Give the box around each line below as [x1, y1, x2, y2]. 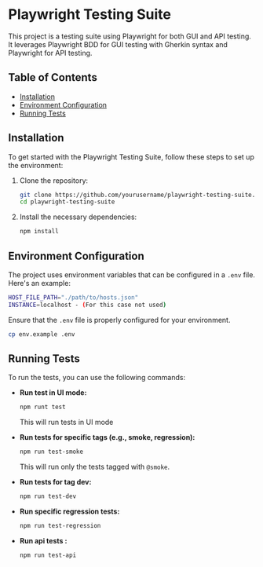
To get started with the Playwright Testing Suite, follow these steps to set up [8, 152, 255, 162]
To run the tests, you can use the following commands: [8, 373, 186, 382]
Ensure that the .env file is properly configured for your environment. [8, 315, 231, 324]
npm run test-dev [19, 492, 77, 500]
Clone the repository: [19, 175, 89, 185]
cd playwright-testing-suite [19, 198, 115, 206]
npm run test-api [19, 551, 77, 559]
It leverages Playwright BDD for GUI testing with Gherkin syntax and [8, 39, 228, 49]
